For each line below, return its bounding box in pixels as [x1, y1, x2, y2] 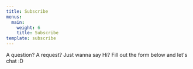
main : [11, 19, 25, 25]
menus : [6, 14, 22, 20]
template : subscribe [6, 35, 57, 41]
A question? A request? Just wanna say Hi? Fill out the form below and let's [6, 52, 188, 58]
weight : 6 [16, 24, 41, 31]
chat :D [6, 57, 23, 64]
